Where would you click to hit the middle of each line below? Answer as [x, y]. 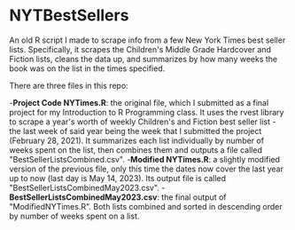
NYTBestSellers [69, 16]
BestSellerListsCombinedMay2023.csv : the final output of [118, 197]
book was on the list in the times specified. [87, 68]
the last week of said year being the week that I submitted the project [136, 131]
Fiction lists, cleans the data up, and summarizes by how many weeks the [143, 59]
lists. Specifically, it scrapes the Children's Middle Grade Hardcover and [140, 49]
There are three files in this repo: [69, 85]
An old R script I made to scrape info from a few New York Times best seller [147, 40]
